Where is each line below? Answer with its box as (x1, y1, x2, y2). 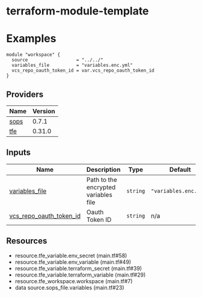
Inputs (6, 148, 31, 158)
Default (169, 165, 191, 174)
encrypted (86, 183, 116, 191)
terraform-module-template (6, 4, 149, 18)
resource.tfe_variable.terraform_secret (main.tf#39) (14, 264, 142, 272)
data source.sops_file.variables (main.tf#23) (14, 284, 124, 291)
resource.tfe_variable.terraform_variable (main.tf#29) (14, 271, 146, 278)
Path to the (86, 175, 117, 184)
